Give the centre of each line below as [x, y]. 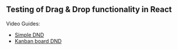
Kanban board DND [38, 41]
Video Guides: [23, 23]
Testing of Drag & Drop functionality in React [89, 10]
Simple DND [29, 35]
